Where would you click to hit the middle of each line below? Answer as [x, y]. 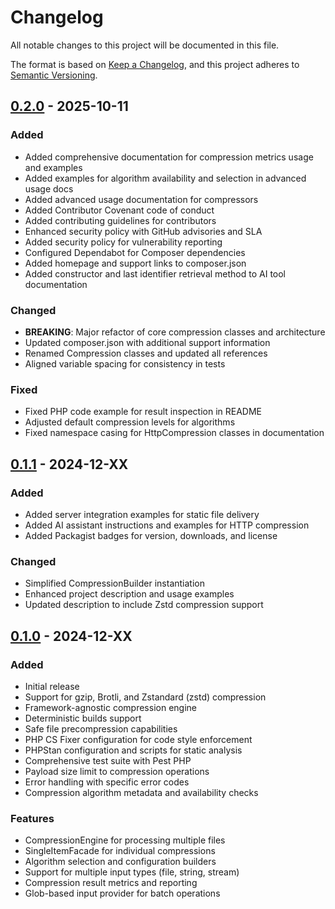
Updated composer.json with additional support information [147, 342]
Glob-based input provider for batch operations [122, 893]
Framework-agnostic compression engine [110, 707]
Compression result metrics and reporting [111, 883]
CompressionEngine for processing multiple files [125, 840]
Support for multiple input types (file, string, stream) [132, 872]
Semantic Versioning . [54, 75]
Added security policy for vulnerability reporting [123, 242]
